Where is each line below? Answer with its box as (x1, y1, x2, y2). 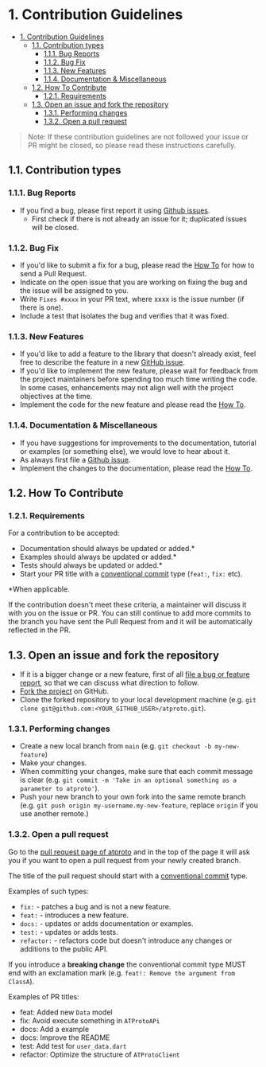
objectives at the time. (19, 392, 93, 401)
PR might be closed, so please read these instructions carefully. (27, 140, 237, 150)
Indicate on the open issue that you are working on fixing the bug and (19, 277, 248, 287)
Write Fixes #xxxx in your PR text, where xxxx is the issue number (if (19, 294, 245, 303)
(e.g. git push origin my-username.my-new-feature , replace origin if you (19, 800, 258, 810)
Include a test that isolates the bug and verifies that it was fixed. (19, 311, 229, 320)
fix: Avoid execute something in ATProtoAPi (19, 1015, 160, 1025)
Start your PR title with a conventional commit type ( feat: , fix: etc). (19, 569, 243, 579)
